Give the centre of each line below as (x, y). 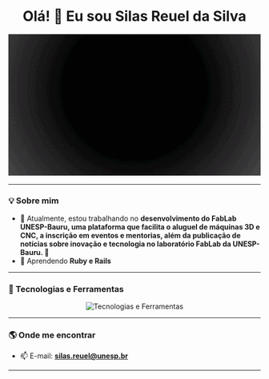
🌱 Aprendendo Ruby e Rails (66, 261)
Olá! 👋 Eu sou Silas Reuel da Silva (134, 16)
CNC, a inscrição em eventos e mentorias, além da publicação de (130, 235)
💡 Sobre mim (34, 201)
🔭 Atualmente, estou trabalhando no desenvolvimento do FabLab (128, 218)
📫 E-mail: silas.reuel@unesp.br (74, 356)
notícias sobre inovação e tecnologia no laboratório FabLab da (125, 244)
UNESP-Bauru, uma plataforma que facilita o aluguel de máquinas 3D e (140, 226)
